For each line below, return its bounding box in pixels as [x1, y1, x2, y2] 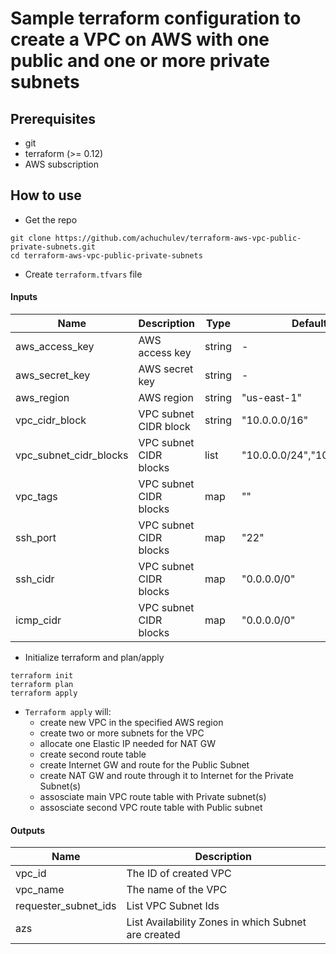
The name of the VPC [126, 883, 228, 897]
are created [126, 928, 181, 942]
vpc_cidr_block [15, 413, 87, 427]
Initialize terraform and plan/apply [24, 652, 165, 664]
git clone [10, 233, 52, 243]
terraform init [10, 671, 74, 681]
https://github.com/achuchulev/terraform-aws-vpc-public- [54, 233, 302, 243]
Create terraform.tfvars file [24, 268, 143, 280]
